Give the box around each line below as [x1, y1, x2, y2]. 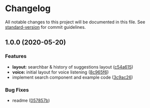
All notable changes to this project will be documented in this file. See [5, 19, 146, 25]
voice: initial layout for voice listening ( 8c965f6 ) [12, 69, 109, 75]
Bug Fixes [5, 86, 29, 93]
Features [5, 53, 27, 60]
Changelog [5, 3, 51, 14]
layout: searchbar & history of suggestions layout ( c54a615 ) [12, 64, 133, 70]
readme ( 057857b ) [12, 97, 50, 103]
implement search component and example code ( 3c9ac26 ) [12, 74, 133, 80]
